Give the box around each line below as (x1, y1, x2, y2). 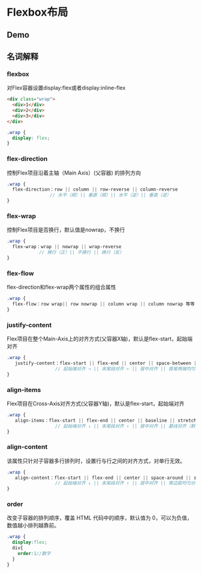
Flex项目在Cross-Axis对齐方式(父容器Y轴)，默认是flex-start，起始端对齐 (7, 400, 185, 407)
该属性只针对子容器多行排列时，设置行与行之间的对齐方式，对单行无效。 (7, 457, 185, 465)
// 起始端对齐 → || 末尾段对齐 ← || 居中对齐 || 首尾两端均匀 (55, 366, 195, 372)
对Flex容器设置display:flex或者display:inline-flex (7, 85, 126, 92)
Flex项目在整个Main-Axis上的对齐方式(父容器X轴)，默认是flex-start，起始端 (7, 335, 193, 342)
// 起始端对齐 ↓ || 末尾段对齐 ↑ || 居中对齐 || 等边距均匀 (55, 480, 191, 486)
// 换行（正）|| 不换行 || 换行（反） (38, 249, 125, 255)
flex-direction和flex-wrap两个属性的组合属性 (7, 284, 116, 291)
